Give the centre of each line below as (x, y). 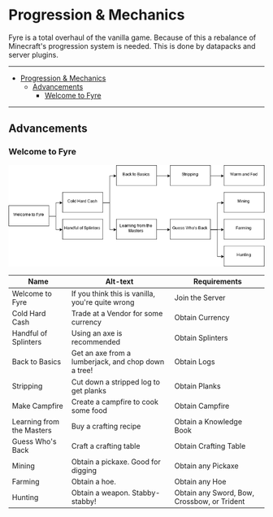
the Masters (32, 430)
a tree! (82, 371)
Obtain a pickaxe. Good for (116, 462)
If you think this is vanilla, (114, 293)
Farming (26, 481)
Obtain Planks (197, 386)
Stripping (27, 386)
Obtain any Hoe (200, 481)
